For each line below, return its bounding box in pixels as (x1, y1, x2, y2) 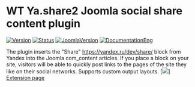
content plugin (6, 17, 81, 30)
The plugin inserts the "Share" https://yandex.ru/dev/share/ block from (6, 48, 181, 55)
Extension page (6, 74, 45, 81)
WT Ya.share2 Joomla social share (6, 4, 183, 18)
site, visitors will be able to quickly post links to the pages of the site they (6, 61, 187, 68)
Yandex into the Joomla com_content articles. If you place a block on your (6, 54, 189, 61)
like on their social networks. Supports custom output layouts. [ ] (6, 67, 170, 75)
